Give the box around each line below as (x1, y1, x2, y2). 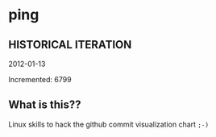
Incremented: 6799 (8, 75, 72, 84)
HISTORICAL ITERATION (8, 38, 132, 52)
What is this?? (8, 98, 81, 112)
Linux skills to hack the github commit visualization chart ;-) (8, 119, 210, 129)
